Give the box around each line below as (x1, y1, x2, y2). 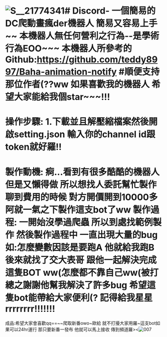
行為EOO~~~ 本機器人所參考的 (5, 43, 132, 54)
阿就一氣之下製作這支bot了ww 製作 (5, 204, 151, 215)
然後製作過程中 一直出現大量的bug (16, 229, 158, 240)
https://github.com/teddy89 (37, 54, 158, 65)
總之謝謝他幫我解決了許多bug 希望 (5, 279, 147, 291)
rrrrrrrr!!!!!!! (5, 303, 55, 314)
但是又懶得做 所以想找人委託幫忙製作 (5, 179, 157, 190)
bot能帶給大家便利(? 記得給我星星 (14, 292, 153, 303)
